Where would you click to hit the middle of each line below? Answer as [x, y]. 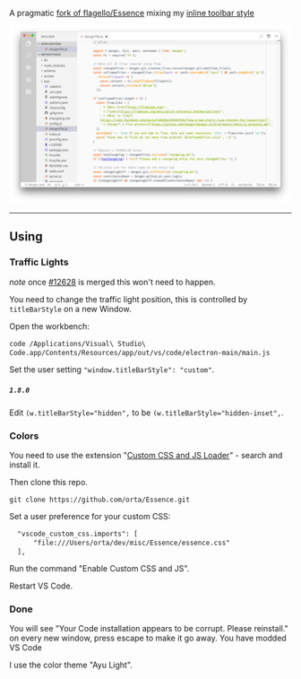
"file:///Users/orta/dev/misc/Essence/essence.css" [131, 543]
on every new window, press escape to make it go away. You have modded [148, 638]
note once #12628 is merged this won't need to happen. [113, 282]
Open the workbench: [49, 326]
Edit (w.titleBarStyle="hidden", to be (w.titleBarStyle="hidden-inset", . [146, 413]
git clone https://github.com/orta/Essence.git [100, 500]
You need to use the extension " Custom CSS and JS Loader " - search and [146, 455]
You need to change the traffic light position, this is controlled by [129, 299]
